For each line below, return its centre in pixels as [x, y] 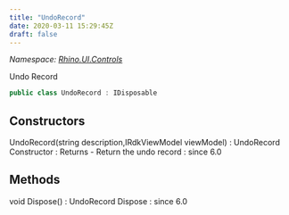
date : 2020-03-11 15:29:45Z [62, 26]
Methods [35, 180]
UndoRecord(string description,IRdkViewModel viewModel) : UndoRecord [145, 143]
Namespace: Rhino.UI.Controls [66, 60]
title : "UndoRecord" [48, 17]
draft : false [33, 34]
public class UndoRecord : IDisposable [83, 93]
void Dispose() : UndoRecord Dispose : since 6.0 [99, 201]
